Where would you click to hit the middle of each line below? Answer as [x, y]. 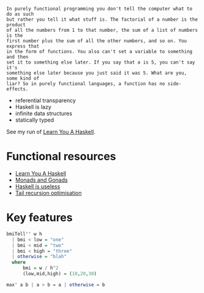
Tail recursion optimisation [48, 193]
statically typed [35, 120]
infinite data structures [44, 113]
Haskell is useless [38, 186]
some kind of [23, 78]
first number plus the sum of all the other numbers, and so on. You [97, 41]
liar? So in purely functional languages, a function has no [86, 84]
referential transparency [46, 100]
